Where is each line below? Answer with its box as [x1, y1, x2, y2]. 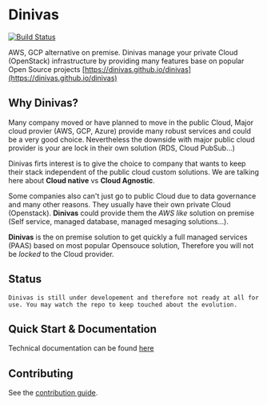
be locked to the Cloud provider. [8, 249, 114, 259]
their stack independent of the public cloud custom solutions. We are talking [8, 166, 260, 177]
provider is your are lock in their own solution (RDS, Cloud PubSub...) [8, 142, 236, 153]
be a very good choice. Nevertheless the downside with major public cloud [8, 134, 255, 144]
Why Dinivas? [8, 96, 78, 110]
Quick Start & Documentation [8, 322, 157, 335]
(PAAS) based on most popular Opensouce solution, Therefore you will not [8, 240, 254, 250]
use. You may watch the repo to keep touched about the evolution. [8, 300, 238, 309]
